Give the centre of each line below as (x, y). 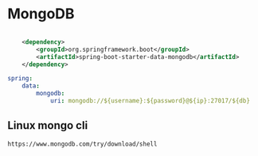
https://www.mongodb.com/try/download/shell (82, 144)
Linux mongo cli (48, 125)
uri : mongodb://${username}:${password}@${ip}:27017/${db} (150, 101)
